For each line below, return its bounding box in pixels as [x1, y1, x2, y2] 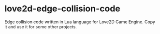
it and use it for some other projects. [4, 24, 77, 29]
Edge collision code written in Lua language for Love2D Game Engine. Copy [4, 19, 156, 25]
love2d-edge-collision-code [4, 3, 120, 14]
